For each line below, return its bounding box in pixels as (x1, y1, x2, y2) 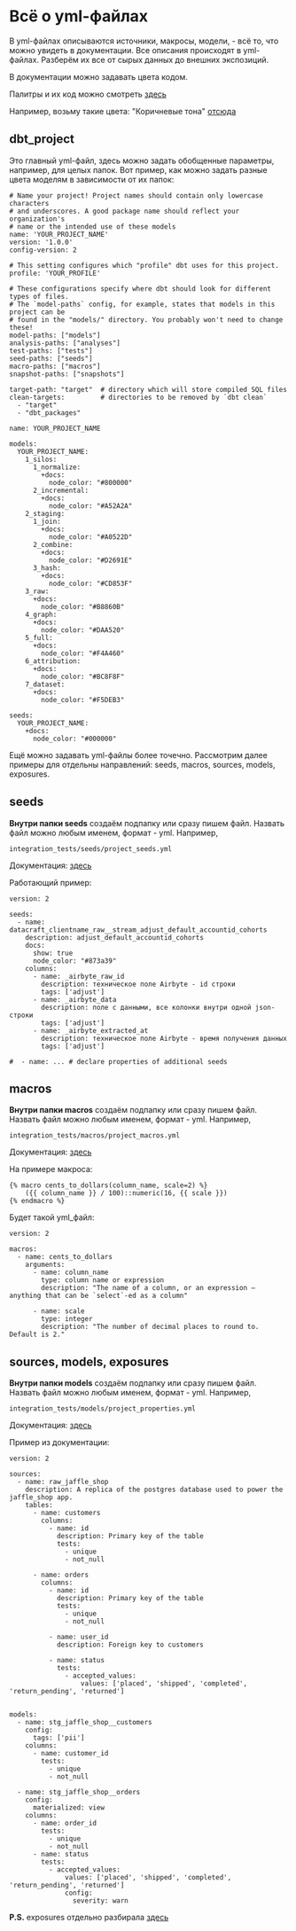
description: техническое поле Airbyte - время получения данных (41, 1034, 288, 1043)
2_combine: (32, 540, 74, 549)
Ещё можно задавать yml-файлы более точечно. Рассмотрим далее (9, 749, 268, 760)
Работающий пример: (9, 877, 92, 887)
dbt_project (9, 131, 75, 147)
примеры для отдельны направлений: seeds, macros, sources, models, (9, 759, 276, 770)
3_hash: (32, 563, 62, 573)
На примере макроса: (9, 1164, 93, 1175)
